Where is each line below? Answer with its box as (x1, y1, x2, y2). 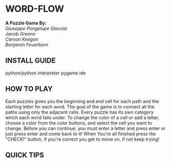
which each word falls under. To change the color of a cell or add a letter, (5, 114, 160, 120)
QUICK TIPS (5, 151, 45, 159)
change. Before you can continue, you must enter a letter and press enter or (5, 125, 166, 131)
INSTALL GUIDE (5, 57, 56, 65)
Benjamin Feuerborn (5, 41, 49, 47)
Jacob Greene (5, 31, 36, 37)
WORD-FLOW (5, 3, 65, 15)
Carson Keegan (5, 36, 38, 42)
